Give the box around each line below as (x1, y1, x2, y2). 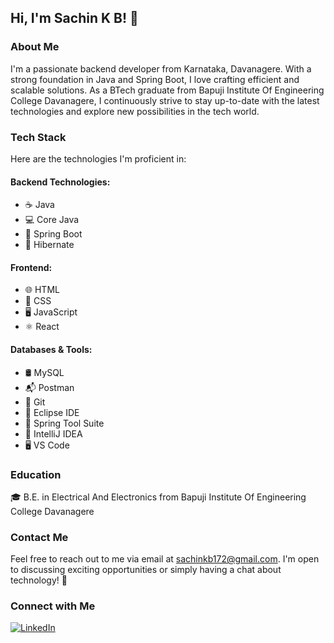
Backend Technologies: (10, 176, 111, 188)
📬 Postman (24, 381, 75, 393)
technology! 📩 (10, 574, 68, 586)
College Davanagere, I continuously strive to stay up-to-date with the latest (10, 94, 320, 106)
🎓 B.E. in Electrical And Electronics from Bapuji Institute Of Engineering (10, 491, 307, 503)
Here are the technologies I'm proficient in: (10, 152, 187, 165)
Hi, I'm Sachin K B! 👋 (10, 10, 139, 27)
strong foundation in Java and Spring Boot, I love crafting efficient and (10, 73, 300, 85)
